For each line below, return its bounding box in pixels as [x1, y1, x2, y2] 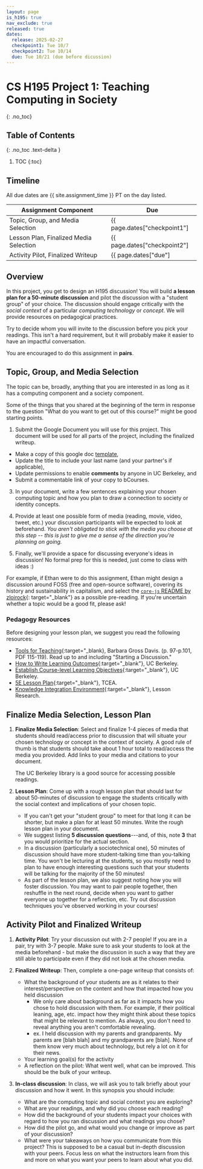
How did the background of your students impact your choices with [24, 1111, 192, 1118]
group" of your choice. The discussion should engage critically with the [6, 301, 184, 307]
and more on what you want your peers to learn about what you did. [24, 1156, 193, 1163]
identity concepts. [14, 500, 60, 508]
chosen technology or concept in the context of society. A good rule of [14, 738, 192, 746]
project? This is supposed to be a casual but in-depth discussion [24, 1143, 185, 1150]
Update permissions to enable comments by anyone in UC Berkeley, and [14, 469, 197, 477]
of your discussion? [24, 1130, 74, 1138]
